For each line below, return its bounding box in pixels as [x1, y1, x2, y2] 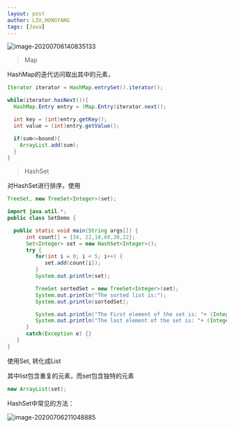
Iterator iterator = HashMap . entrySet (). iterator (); [7, 84, 164, 91]
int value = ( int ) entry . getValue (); [13, 122, 120, 129]
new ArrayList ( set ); [7, 385, 68, 392]
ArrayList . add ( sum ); [19, 141, 79, 149]
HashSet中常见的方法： [7, 399, 75, 407]
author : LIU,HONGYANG [7, 17, 70, 24]
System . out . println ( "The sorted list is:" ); [35, 291, 167, 299]
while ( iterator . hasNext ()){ [7, 97, 89, 104]
